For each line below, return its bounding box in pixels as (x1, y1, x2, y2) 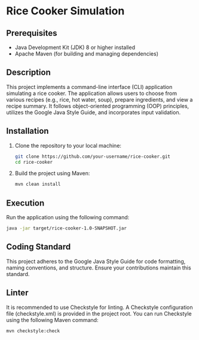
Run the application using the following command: (6, 214, 130, 221)
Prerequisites (6, 28, 57, 38)
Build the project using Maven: (14, 170, 90, 177)
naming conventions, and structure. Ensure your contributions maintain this (6, 264, 191, 271)
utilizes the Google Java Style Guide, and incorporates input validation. (6, 109, 181, 116)
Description (6, 68, 51, 78)
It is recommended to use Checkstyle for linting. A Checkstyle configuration (6, 304, 193, 311)
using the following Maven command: (6, 316, 99, 323)
